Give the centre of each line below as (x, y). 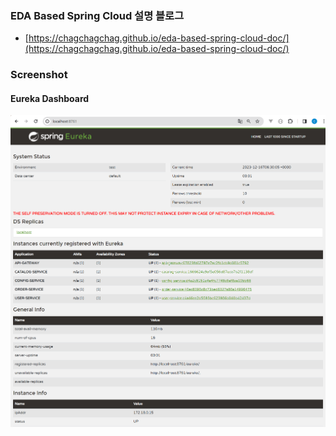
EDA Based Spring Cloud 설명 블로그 (97, 15)
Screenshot (39, 75)
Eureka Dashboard (50, 98)
